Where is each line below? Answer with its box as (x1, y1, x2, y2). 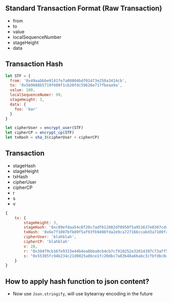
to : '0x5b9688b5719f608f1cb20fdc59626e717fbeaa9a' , (10, 83, 123, 88)
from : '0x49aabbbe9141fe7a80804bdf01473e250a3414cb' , (10, 78, 127, 83)
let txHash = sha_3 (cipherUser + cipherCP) (5, 135, 100, 140)
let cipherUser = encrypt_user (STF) (5, 125, 83, 131)
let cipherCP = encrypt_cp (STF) (5, 130, 74, 135)
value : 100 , (10, 88, 36, 93)
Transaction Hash (5, 60, 63, 69)
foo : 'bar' (14, 106, 38, 112)
